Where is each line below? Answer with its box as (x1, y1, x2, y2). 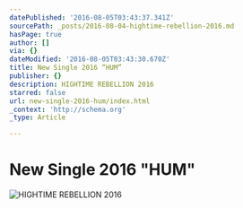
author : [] (9, 38, 50, 48)
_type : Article (9, 113, 66, 122)
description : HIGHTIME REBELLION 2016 (9, 80, 154, 89)
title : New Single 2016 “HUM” (9, 64, 123, 73)
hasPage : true (9, 30, 63, 39)
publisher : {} (9, 72, 63, 81)
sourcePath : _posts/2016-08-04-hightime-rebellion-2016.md (9, 22, 235, 30)
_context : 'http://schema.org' (9, 105, 126, 114)
